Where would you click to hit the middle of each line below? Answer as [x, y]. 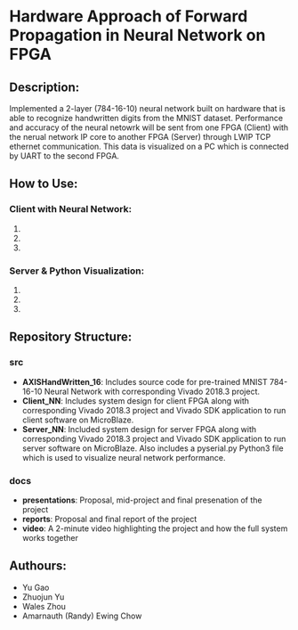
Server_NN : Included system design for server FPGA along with [139, 429]
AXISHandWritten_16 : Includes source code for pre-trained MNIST [145, 381]
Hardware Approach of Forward [129, 16]
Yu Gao [36, 587]
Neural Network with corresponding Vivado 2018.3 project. [152, 391]
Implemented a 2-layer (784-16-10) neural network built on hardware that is [148, 108]
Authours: [38, 566]
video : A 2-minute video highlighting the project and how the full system [155, 528]
